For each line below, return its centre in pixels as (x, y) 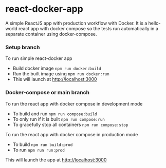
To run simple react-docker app (39, 58)
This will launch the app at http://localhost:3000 (56, 160)
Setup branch (23, 47)
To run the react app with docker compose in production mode (72, 134)
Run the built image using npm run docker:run (61, 74)
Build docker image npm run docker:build (57, 68)
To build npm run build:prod (43, 144)
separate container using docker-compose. (51, 34)
